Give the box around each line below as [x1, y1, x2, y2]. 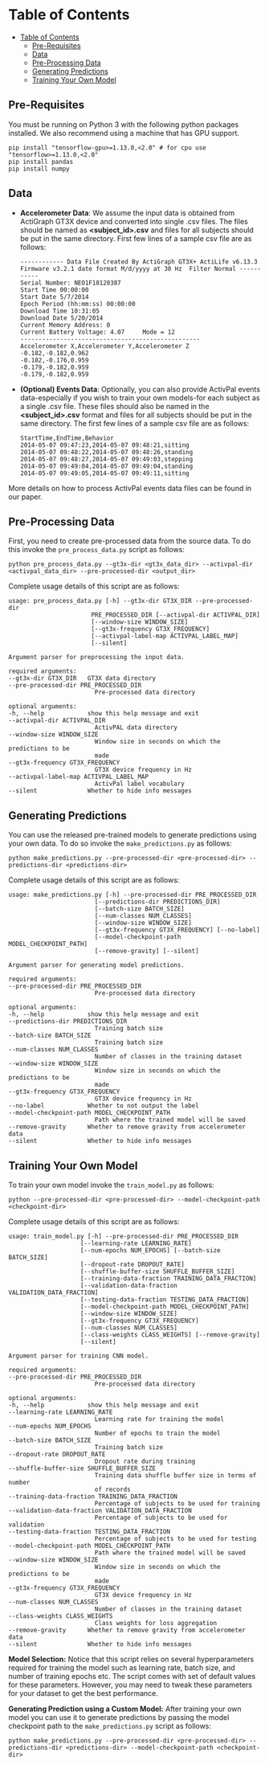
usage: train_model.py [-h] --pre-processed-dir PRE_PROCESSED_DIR [8, 1232, 239, 1240]
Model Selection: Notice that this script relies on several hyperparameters [8, 1654, 255, 1664]
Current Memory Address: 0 [19, 321, 111, 329]
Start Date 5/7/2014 [19, 293, 89, 301]
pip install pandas [8, 158, 74, 166]
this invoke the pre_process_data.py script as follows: [8, 545, 185, 555]
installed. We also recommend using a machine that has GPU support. [8, 128, 239, 137]
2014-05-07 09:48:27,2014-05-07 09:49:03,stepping [19, 455, 194, 463]
